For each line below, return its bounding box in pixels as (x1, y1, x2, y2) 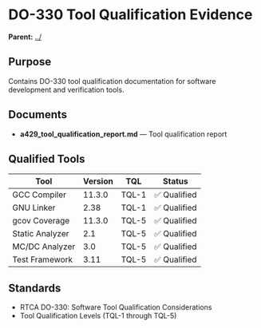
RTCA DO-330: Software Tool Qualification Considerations (19, 302, 212, 312)
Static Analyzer (12, 228, 69, 239)
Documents (8, 108, 68, 121)
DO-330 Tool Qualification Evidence (8, 6, 253, 24)
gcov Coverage (12, 215, 70, 227)
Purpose (8, 55, 52, 69)
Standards (8, 281, 61, 294)
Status (162, 176, 189, 187)
